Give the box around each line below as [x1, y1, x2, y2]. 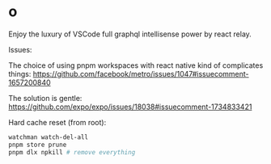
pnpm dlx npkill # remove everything [8, 148, 136, 156]
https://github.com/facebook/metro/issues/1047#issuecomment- [32, 69, 249, 78]
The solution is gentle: [8, 93, 83, 103]
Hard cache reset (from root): [8, 117, 107, 127]
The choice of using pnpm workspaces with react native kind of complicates [8, 60, 264, 70]
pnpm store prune [8, 141, 67, 149]
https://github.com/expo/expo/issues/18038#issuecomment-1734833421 [8, 102, 252, 111]
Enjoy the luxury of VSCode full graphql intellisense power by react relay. [8, 29, 252, 39]
